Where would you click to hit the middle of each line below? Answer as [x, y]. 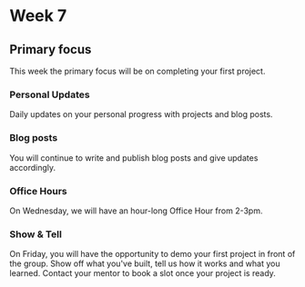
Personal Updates [50, 94]
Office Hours [39, 191]
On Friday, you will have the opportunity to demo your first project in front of [152, 254]
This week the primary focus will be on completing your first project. [137, 71]
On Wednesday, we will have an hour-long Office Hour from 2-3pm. [136, 211]
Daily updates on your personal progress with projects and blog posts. [141, 114]
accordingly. [33, 167]
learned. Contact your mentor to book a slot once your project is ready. [142, 273]
